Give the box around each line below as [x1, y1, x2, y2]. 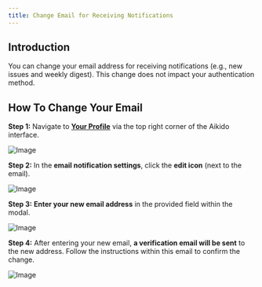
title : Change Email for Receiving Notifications [8, 11, 174, 20]
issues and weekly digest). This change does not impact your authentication [8, 70, 255, 79]
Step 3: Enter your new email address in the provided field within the [8, 200, 233, 209]
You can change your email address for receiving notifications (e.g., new [8, 61, 243, 71]
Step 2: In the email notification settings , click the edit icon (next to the [8, 160, 242, 170]
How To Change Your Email [8, 101, 143, 114]
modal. [8, 208, 31, 217]
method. [8, 78, 35, 87]
